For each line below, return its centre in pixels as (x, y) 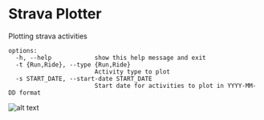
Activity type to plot (132, 72)
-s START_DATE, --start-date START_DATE (84, 78)
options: (23, 50)
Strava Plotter (55, 14)
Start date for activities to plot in (159, 86)
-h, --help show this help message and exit (111, 58)
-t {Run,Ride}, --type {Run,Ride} (73, 65)
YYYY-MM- (242, 86)
